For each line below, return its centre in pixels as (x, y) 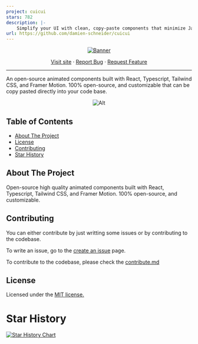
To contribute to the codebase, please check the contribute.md (83, 262)
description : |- (26, 22)
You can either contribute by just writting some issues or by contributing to (97, 233)
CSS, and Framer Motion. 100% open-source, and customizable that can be (98, 85)
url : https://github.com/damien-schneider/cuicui (68, 34)
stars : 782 (19, 17)
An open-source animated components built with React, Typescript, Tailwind (99, 79)
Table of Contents (40, 121)
